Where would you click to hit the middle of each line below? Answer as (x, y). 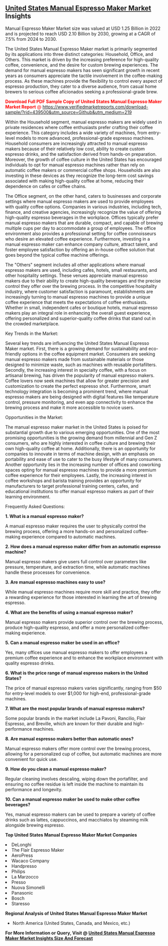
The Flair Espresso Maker (38, 850)
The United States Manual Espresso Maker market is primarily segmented (81, 49)
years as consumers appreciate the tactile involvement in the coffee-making (84, 76)
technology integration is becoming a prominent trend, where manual (76, 391)
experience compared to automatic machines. (69, 537)
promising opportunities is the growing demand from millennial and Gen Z (81, 438)
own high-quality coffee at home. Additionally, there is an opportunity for (80, 448)
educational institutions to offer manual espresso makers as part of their (80, 491)
